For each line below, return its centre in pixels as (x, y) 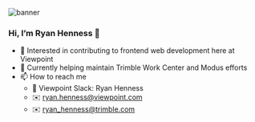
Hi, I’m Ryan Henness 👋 (54, 33)
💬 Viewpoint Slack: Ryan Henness (88, 88)
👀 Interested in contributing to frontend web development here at (127, 51)
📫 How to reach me (53, 77)
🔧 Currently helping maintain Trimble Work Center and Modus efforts (134, 67)
